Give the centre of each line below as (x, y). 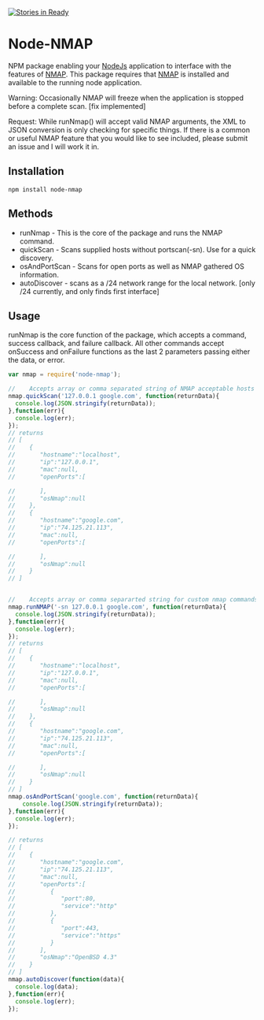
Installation (36, 171)
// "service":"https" (65, 935)
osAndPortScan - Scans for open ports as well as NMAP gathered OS (132, 266)
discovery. (36, 258)
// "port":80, (52, 899)
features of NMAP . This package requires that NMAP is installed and (119, 74)
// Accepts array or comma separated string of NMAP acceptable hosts (132, 389)
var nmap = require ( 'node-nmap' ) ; (65, 374)
